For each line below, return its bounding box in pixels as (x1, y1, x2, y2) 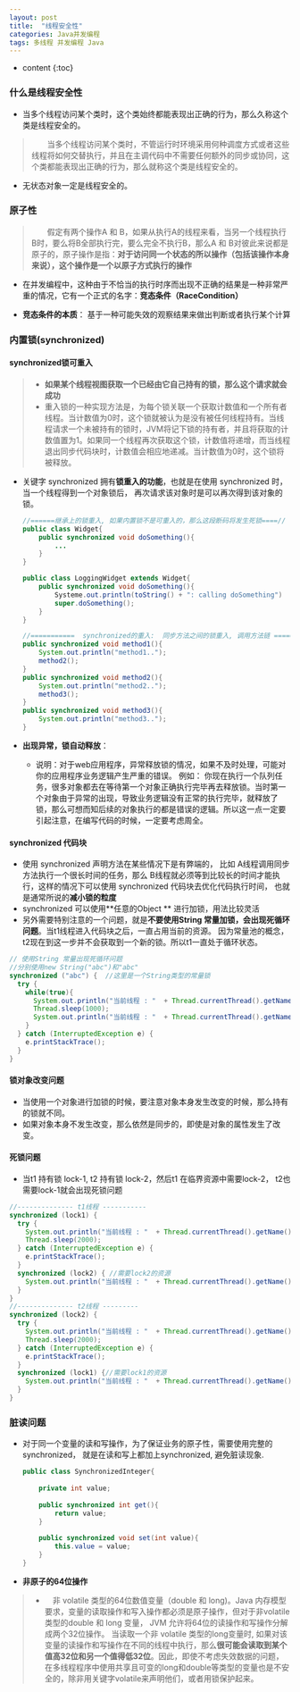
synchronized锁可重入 (9, 357, 94, 368)
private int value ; (38, 1484, 112, 1493)
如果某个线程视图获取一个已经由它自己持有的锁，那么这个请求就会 (44, 379, 287, 389)
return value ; (54, 1509, 107, 1518)
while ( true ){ (25, 988, 74, 997)
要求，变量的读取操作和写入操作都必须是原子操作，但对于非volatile (44, 1605, 290, 1617)
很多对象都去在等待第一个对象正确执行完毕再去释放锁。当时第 (51, 781, 279, 792)
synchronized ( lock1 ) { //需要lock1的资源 (17, 1369, 167, 1378)
